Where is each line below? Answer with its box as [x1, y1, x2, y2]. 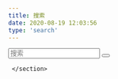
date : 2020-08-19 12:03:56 [8, 19, 97, 27]
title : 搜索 [8, 11, 45, 20]
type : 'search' [8, 26, 59, 34]
